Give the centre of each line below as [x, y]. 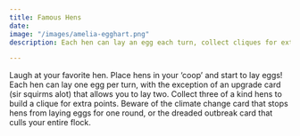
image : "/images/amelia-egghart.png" [79, 34]
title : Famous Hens [46, 17]
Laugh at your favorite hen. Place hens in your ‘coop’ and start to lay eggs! [146, 76]
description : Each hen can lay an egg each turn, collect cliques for [143, 42]
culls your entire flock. [50, 123]
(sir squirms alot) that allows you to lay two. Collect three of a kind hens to [146, 94]
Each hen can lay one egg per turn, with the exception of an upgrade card [145, 84]
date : [19, 26]
